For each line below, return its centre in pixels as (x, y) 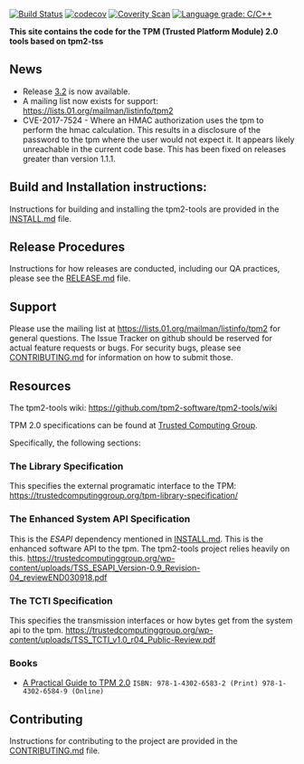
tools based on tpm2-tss (57, 41)
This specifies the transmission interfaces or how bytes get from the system (151, 620)
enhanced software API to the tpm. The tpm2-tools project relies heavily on (150, 549)
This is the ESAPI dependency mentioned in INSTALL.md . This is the (137, 539)
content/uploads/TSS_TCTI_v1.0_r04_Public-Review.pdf (113, 639)
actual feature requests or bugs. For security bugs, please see (125, 348)
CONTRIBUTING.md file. (55, 750)
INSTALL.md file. (41, 218)
